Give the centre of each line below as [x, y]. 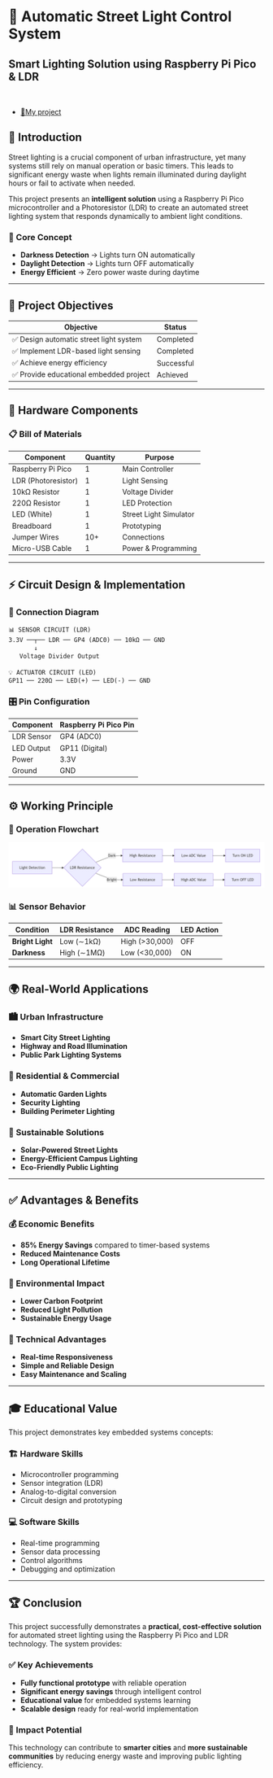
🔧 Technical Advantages [58, 1339]
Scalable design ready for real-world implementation [109, 1709]
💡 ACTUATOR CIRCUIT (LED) [52, 673]
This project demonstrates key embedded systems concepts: [111, 1432]
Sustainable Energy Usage [66, 1318]
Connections [143, 537]
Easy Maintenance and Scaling [74, 1374]
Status [175, 327]
